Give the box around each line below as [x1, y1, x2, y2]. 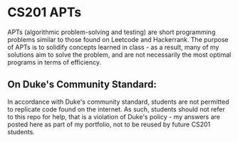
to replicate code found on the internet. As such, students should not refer [7, 104, 226, 114]
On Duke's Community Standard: [7, 79, 157, 91]
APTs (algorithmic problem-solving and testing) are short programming [7, 28, 216, 36]
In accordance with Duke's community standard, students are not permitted [7, 97, 229, 106]
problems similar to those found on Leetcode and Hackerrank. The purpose [7, 35, 229, 43]
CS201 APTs [7, 4, 82, 21]
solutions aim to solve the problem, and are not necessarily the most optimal [7, 50, 232, 59]
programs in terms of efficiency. [7, 58, 102, 66]
